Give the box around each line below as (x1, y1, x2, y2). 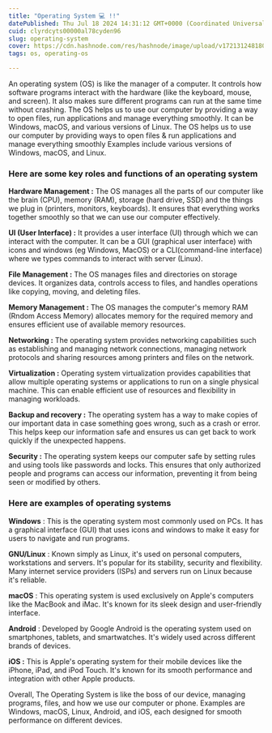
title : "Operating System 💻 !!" (8, 11, 120, 20)
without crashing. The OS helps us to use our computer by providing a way (8, 105, 258, 114)
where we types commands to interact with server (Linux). (8, 254, 204, 264)
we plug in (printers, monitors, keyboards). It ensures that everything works (8, 204, 261, 213)
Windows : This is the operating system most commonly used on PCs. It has (8, 516, 263, 525)
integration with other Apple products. (8, 674, 135, 684)
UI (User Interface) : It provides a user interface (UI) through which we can (8, 228, 258, 238)
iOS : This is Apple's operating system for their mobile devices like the (8, 656, 243, 666)
